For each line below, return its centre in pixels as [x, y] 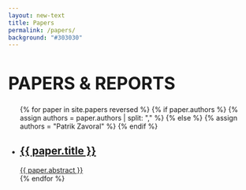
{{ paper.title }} [58, 151]
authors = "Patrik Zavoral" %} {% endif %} [89, 126]
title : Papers [32, 23]
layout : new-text [37, 15]
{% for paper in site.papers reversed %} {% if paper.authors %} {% [129, 109]
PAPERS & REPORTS [92, 84]
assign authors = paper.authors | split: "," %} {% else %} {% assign [129, 117]
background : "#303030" [45, 37]
